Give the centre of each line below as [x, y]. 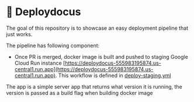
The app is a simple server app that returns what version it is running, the [94, 86]
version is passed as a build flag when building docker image [79, 93]
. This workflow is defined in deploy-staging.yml [113, 75]
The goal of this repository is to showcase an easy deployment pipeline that [97, 28]
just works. [19, 34]
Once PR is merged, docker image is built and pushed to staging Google [101, 57]
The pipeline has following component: [53, 45]
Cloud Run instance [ [40, 63]
